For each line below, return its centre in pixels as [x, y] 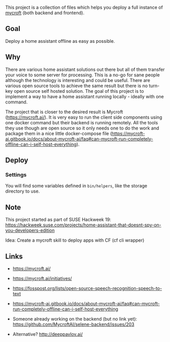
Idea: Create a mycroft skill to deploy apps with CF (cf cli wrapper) [75, 240]
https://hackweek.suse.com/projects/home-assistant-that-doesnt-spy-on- [83, 225]
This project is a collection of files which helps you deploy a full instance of [84, 7]
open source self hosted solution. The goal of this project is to [79, 91]
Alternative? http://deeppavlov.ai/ [48, 334]
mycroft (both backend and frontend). [45, 13]
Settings [16, 174]
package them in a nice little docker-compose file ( [59, 133]
